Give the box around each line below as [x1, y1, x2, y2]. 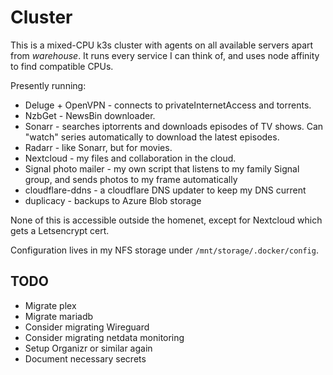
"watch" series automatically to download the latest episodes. [24, 131, 280, 143]
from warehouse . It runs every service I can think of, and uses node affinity [10, 49, 320, 61]
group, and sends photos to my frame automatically [24, 173, 238, 185]
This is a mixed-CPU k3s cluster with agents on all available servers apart [10, 39, 314, 51]
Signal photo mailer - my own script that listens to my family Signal [24, 162, 300, 175]
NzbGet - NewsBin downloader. [24, 109, 156, 121]
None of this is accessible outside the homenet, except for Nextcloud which [10, 214, 323, 226]
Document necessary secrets [24, 352, 147, 365]
